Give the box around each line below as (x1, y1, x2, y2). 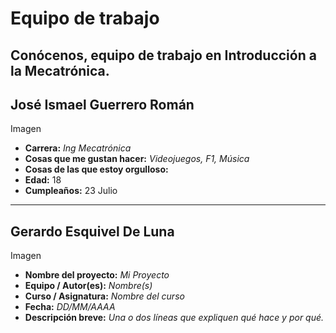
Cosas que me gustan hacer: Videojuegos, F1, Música (24, 153, 250, 165)
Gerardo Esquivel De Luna (10, 223, 175, 240)
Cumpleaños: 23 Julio (24, 185, 118, 197)
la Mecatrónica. (10, 62, 110, 79)
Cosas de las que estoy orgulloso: (24, 163, 169, 176)
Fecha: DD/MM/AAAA (24, 301, 116, 313)
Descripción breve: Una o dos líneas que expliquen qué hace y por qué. (24, 312, 325, 324)
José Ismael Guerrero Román (10, 96, 195, 113)
